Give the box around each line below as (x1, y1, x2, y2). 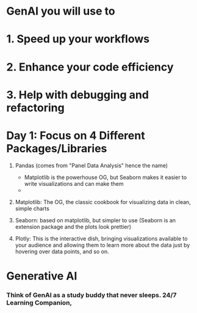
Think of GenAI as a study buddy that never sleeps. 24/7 (6, 290, 177, 299)
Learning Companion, (6, 298, 72, 307)
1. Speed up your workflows (6, 32, 150, 46)
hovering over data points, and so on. (15, 248, 110, 255)
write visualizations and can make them (24, 180, 124, 187)
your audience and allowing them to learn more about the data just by (15, 241, 190, 248)
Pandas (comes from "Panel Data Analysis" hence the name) (15, 161, 168, 169)
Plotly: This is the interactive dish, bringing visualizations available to (15, 234, 188, 242)
